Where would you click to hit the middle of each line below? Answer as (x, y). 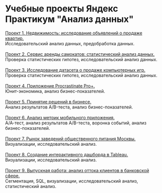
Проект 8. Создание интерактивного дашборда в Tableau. (67, 154)
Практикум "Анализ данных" (70, 19)
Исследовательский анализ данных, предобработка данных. (70, 43)
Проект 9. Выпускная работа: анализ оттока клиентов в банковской (77, 170)
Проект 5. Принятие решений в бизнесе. (48, 101)
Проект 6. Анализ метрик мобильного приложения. (60, 117)
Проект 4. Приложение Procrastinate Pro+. (50, 86)
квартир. (14, 38)
